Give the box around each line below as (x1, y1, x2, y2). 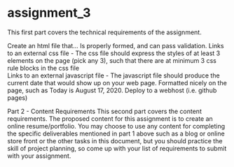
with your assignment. (7, 152, 71, 160)
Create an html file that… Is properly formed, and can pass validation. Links (7, 41, 224, 50)
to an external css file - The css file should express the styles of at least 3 (7, 49, 221, 57)
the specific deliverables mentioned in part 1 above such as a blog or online (7, 129, 226, 138)
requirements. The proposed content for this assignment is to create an (7, 114, 214, 123)
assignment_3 (7, 5, 91, 21)
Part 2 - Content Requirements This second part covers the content (7, 107, 202, 115)
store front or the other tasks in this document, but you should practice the (7, 136, 223, 145)
